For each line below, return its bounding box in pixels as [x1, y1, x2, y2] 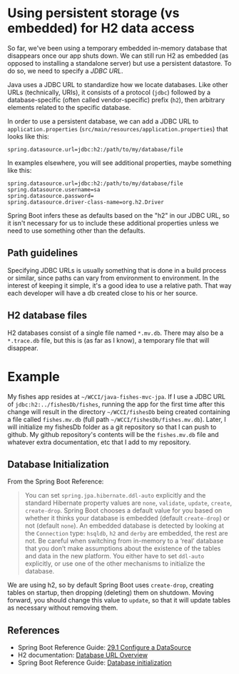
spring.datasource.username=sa [7, 186, 101, 193]
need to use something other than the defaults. [7, 226, 146, 235]
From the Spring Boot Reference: [7, 477, 104, 486]
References [7, 624, 60, 636]
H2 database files [7, 309, 88, 322]
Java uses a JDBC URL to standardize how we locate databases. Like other [7, 80, 228, 89]
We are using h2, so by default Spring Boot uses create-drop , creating [7, 580, 214, 590]
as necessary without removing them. [7, 603, 118, 612]
